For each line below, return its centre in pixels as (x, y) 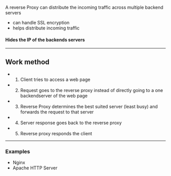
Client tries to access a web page (55, 80)
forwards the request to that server (57, 112)
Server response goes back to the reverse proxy (71, 123)
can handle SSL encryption (41, 23)
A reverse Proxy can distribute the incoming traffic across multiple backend (84, 7)
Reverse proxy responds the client (56, 134)
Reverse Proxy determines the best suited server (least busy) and (89, 107)
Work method (27, 62)
